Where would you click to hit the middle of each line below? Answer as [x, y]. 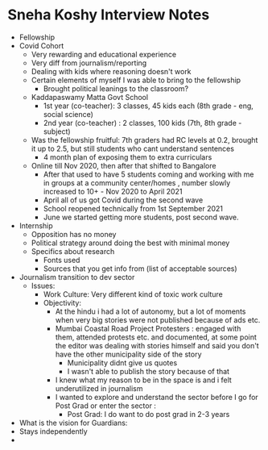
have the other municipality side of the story [128, 354]
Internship [36, 225]
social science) [68, 114]
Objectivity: [62, 302]
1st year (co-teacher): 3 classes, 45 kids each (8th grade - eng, [148, 106]
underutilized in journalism [99, 388]
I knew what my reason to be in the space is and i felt [144, 380]
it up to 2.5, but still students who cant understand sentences [133, 148]
